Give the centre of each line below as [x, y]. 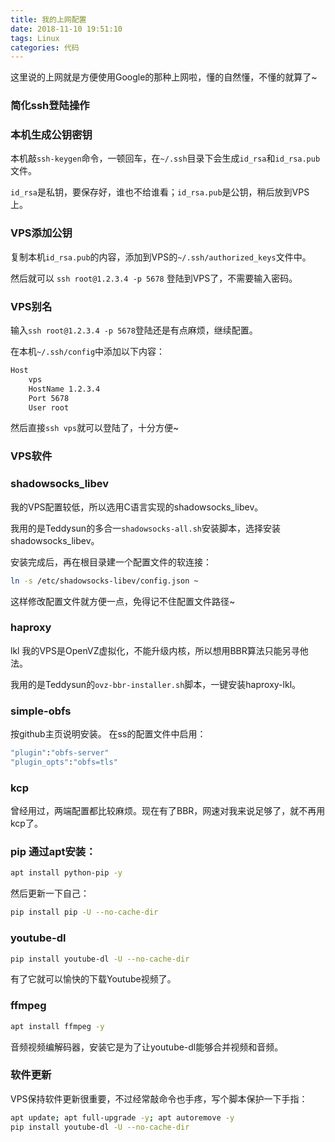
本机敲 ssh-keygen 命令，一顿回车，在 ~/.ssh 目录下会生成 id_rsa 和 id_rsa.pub [165, 158]
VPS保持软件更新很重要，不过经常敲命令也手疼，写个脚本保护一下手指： [159, 1098]
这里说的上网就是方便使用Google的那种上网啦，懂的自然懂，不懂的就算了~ [164, 77]
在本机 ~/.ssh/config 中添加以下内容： [88, 352]
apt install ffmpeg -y [57, 1026]
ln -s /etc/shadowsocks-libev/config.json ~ [104, 581]
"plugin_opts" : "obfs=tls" [64, 762]
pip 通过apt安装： [53, 852]
